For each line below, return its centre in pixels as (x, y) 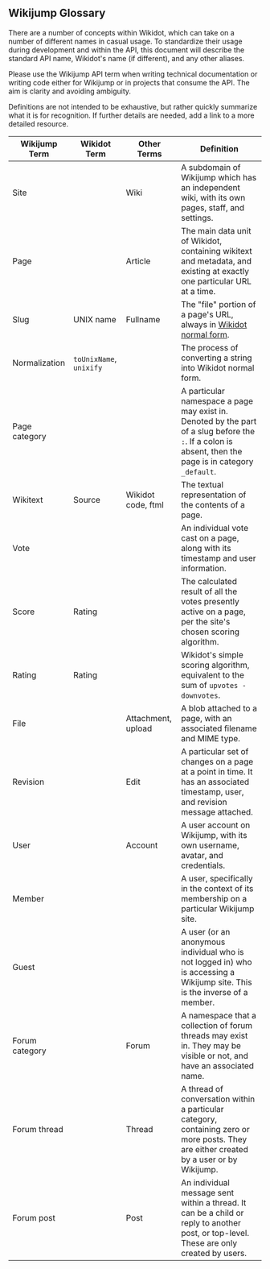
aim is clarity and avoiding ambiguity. (70, 91)
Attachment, (149, 718)
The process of (209, 347)
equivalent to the (213, 674)
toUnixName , (95, 359)
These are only (209, 1242)
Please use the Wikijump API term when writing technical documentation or (133, 74)
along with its (206, 548)
